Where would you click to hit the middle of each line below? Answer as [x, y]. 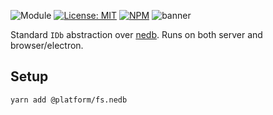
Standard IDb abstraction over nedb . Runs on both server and [136, 34]
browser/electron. [47, 45]
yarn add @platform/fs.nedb [69, 100]
